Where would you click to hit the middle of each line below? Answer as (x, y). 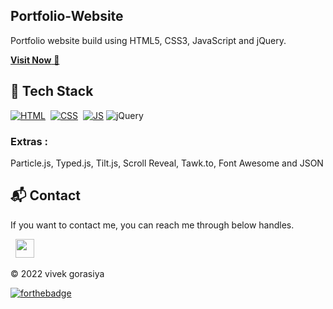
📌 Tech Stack (52, 91)
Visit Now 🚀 (35, 60)
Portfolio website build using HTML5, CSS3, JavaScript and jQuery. (148, 40)
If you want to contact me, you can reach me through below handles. (152, 225)
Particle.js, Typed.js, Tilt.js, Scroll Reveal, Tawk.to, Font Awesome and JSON (167, 163)
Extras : (29, 141)
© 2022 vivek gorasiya (57, 273)
